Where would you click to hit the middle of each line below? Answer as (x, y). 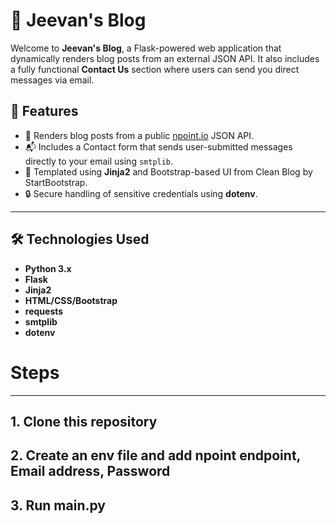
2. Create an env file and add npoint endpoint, (155, 455)
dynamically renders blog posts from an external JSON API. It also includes (165, 58)
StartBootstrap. (56, 182)
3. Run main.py (58, 505)
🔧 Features (44, 111)
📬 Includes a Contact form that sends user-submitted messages (158, 146)
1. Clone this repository (84, 421)
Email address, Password (90, 471)
